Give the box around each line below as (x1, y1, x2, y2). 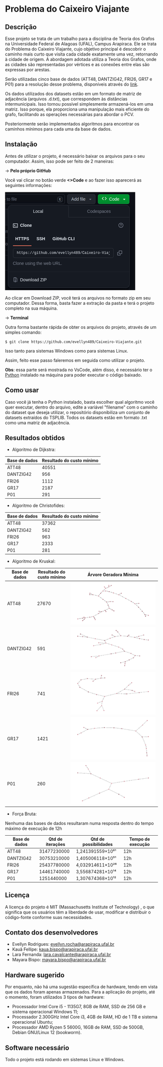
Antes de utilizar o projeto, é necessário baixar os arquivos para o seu (5, 153, 145, 159)
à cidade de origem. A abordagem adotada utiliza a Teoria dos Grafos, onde (5, 56, 157, 62)
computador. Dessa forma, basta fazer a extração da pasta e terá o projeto (5, 300, 154, 306)
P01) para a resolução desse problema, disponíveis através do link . (5, 81, 139, 87)
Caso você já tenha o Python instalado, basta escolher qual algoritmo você (5, 399, 155, 405)
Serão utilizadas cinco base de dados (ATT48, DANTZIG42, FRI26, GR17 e (5, 76, 152, 82)
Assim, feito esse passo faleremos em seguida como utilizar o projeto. (5, 357, 146, 363)
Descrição (5, 23, 37, 31)
